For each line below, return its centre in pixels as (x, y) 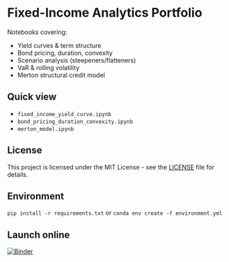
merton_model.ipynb (46, 129)
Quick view (32, 97)
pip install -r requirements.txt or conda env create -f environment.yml (115, 213)
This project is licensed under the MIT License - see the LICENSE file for (111, 167)
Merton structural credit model (61, 75)
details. (18, 174)
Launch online (39, 235)
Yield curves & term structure (60, 45)
